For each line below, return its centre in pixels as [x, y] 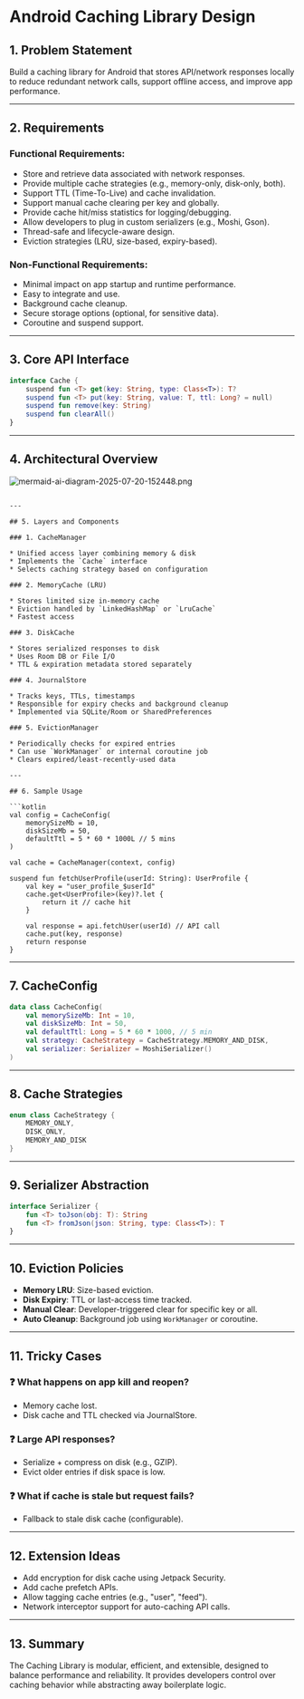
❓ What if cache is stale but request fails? [102, 1496]
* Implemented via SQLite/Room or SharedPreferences [111, 712]
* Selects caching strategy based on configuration [109, 569]
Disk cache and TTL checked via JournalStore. [109, 1414]
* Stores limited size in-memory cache [85, 601]
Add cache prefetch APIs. [71, 1588]
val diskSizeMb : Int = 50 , [76, 1024]
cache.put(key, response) [75, 934]
